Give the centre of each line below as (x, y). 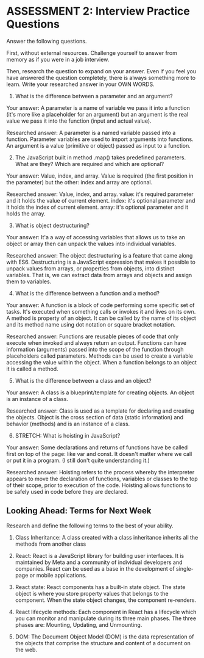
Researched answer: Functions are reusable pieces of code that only (93, 336)
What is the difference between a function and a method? (87, 293)
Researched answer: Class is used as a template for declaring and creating (100, 411)
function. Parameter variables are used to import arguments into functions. (100, 139)
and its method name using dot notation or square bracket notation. (91, 324)
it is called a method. (33, 369)
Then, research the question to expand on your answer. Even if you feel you (101, 71)
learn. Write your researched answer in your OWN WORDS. (80, 84)
